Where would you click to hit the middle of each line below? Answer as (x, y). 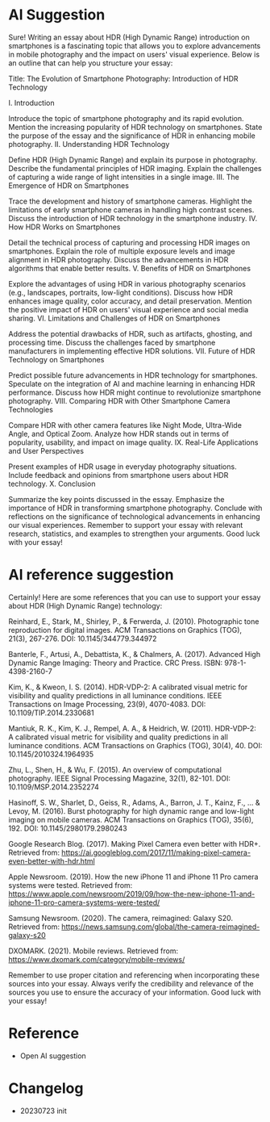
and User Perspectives (46, 450)
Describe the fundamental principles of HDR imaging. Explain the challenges (135, 168)
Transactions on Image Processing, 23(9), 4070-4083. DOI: (107, 704)
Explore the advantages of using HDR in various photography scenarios (127, 283)
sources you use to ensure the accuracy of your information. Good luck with (135, 992)
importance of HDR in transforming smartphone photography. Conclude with (135, 508)
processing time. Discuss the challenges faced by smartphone (112, 342)
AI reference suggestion (91, 575)
